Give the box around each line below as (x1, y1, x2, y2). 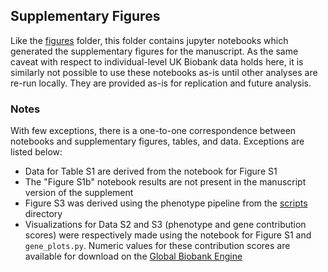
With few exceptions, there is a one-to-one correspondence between (10, 125, 297, 137)
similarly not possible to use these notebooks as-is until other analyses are (10, 66, 318, 78)
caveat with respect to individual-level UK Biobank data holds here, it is (10, 55, 304, 68)
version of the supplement (24, 187, 134, 199)
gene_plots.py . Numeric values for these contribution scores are (24, 240, 291, 252)
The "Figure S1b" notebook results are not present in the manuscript (24, 176, 307, 188)
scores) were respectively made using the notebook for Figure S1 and (24, 229, 312, 241)
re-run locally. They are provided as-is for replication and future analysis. (10, 77, 312, 89)
